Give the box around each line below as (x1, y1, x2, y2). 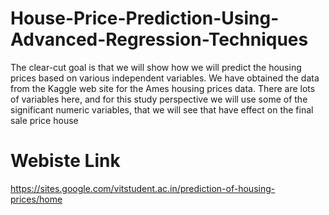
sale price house (10, 114, 79, 126)
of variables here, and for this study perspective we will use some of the (10, 93, 308, 105)
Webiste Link (10, 150, 121, 172)
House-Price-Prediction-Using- (10, 7, 280, 30)
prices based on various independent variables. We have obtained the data (10, 72, 320, 84)
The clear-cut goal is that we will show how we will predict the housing (10, 61, 302, 73)
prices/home (10, 193, 63, 205)
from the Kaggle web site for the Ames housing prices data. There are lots (10, 82, 316, 94)
